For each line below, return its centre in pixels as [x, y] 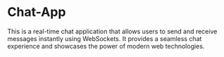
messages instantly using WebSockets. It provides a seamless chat [105, 38]
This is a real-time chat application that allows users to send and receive [112, 31]
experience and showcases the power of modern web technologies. [106, 46]
